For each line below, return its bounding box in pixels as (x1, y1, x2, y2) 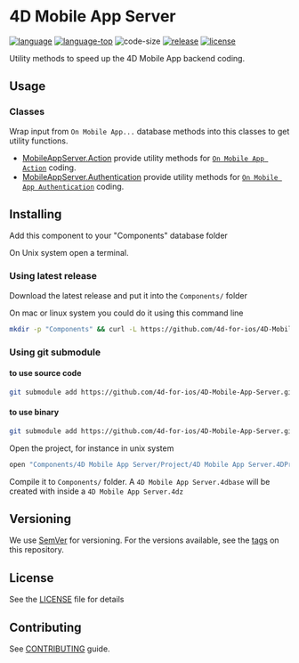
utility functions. (9, 135, 69, 146)
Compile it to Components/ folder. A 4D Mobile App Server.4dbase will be (9, 476, 271, 487)
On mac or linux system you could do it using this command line (9, 307, 244, 318)
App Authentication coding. (21, 181, 125, 192)
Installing (9, 207, 62, 222)
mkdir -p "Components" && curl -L (9, 324, 138, 333)
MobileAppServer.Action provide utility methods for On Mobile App (21, 152, 265, 163)
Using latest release (9, 270, 98, 282)
